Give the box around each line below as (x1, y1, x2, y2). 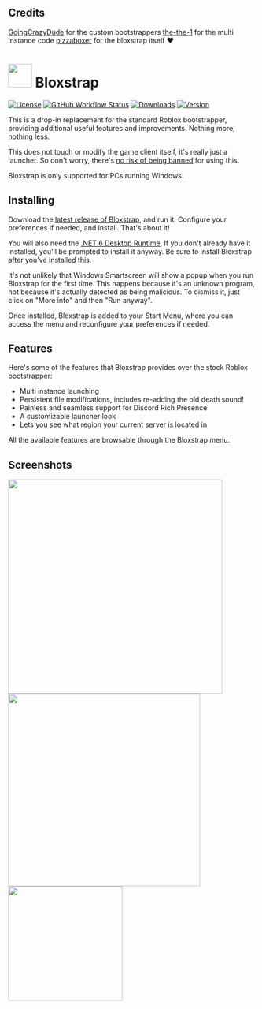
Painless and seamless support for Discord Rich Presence (19, 403, 208, 413)
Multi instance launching (19, 387, 100, 396)
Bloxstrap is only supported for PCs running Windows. (8, 170, 184, 180)
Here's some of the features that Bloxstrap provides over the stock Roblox (8, 363, 248, 372)
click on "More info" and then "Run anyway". (8, 295, 153, 305)
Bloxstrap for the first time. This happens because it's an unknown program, (8, 278, 255, 288)
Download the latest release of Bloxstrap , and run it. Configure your (8, 215, 227, 224)
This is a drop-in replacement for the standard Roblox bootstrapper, (8, 114, 227, 125)
